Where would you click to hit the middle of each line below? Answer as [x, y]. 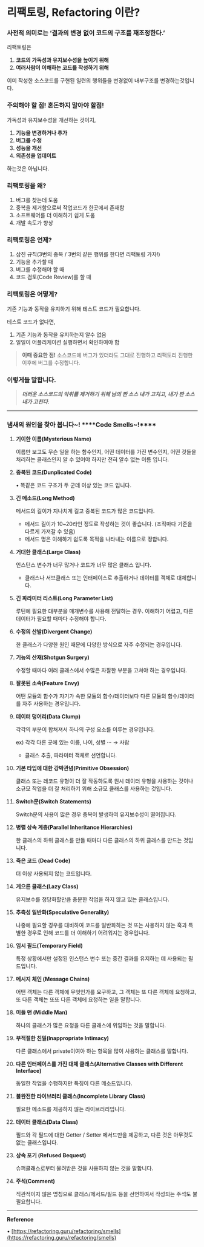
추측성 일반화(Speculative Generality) [62, 912]
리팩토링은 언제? [29, 240]
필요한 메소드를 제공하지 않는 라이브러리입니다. [71, 1109]
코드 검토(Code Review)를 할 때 [53, 277]
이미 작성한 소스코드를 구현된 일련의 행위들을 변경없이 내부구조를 [83, 81]
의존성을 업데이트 [36, 155]
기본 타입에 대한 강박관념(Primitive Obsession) [72, 768]
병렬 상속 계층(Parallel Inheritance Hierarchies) [74, 827]
